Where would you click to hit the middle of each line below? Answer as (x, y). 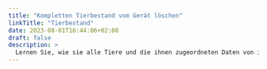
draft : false (30, 38)
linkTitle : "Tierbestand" (51, 23)
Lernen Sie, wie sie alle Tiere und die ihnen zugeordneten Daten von (135, 52)
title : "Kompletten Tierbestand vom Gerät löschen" (95, 15)
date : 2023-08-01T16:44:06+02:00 (64, 30)
